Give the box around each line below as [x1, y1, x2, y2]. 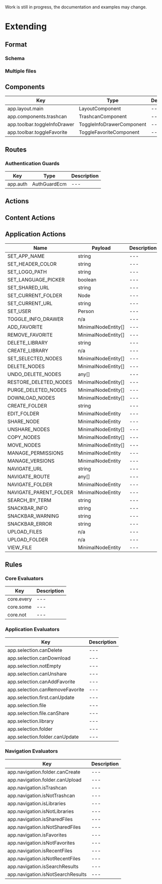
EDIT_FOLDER [7, 410, 40, 417]
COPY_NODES [7, 434, 40, 441]
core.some [7, 603, 32, 610]
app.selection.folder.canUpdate [7, 733, 79, 740]
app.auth [7, 180, 28, 187]
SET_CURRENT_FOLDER [7, 292, 63, 299]
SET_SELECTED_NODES [7, 355, 63, 362]
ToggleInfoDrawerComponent [79, 121, 147, 128]
